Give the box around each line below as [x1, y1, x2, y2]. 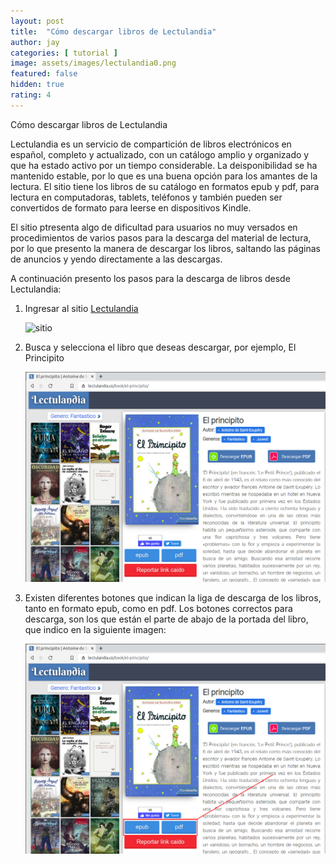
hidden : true [10, 80, 65, 90]
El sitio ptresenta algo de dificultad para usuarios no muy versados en [10, 221, 298, 233]
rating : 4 [10, 90, 52, 100]
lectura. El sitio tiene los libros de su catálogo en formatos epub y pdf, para [10, 180, 320, 192]
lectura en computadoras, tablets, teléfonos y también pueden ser [10, 191, 283, 203]
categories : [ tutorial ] [10, 48, 118, 58]
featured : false [10, 69, 78, 79]
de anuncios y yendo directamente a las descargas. [10, 253, 223, 265]
